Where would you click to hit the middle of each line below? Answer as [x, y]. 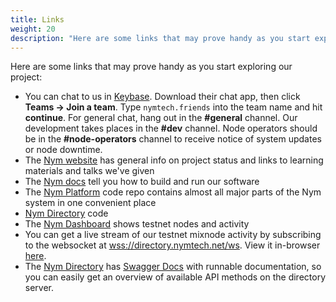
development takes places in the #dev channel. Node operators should [171, 128]
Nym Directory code [66, 213]
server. [39, 288]
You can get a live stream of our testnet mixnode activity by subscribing [173, 235]
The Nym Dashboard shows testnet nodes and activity [137, 224]
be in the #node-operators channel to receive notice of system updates [173, 139]
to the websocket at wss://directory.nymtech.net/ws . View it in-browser [172, 245]
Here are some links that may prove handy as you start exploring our [151, 67]
